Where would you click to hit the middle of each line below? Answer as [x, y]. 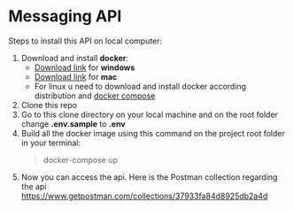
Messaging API [65, 16]
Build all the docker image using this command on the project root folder [153, 133]
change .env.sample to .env [73, 124]
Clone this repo [49, 105]
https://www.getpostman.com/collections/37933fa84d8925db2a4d [144, 196]
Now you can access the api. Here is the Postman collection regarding [149, 177]
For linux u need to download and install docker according [140, 86]
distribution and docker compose [95, 96]
